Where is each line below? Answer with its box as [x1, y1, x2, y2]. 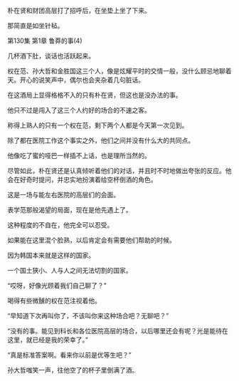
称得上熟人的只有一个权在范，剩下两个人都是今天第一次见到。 [7, 121, 188, 130]
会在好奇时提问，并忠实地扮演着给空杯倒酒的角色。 [7, 175, 157, 184]
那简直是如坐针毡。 [7, 21, 64, 30]
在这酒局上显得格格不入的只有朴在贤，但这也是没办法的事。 [7, 91, 182, 99]
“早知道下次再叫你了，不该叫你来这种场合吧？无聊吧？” [7, 312, 169, 320]
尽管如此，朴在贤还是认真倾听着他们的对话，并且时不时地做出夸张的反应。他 [7, 167, 232, 174]
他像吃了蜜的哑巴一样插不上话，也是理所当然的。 [7, 152, 151, 160]
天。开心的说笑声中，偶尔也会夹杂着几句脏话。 [7, 75, 144, 84]
